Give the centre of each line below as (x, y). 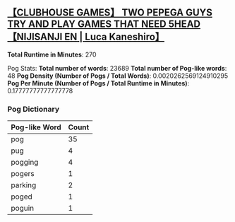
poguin (22, 209)
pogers (23, 174)
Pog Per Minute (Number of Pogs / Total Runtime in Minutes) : (98, 83)
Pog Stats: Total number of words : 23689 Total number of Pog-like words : (117, 68)
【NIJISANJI (35, 37)
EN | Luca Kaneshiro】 (114, 37)
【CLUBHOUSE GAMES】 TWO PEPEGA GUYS (110, 13)
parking (24, 185)
